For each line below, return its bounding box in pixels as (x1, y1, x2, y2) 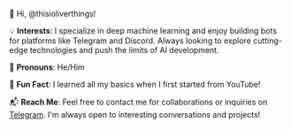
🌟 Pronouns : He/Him (9, 62, 86, 72)
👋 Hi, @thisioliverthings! (9, 9, 96, 19)
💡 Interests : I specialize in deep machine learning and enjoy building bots (9, 26, 277, 35)
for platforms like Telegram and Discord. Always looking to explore (9, 35, 252, 46)
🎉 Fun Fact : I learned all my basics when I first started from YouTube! (9, 80, 261, 89)
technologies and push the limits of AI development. (29, 45, 219, 55)
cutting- (253, 35, 283, 46)
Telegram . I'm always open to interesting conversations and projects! (9, 110, 261, 119)
